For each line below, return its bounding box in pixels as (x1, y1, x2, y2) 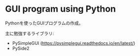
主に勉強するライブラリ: (5, 30, 54, 36)
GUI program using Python (5, 3, 116, 15)
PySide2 (12, 45, 30, 51)
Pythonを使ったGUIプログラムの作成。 (5, 20, 83, 26)
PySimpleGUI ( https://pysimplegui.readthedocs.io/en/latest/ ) (12, 40, 136, 46)
